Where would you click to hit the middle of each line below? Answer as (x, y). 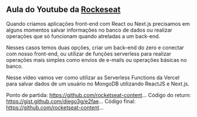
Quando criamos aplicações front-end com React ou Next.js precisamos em (98, 23)
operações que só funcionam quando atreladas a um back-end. (83, 36)
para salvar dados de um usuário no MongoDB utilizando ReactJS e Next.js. (98, 84)
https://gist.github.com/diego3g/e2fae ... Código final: (71, 101)
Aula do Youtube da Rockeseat (63, 10)
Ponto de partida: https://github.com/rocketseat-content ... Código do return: (98, 95)
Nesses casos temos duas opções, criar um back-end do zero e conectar (95, 47)
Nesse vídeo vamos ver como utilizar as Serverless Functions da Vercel (93, 77)
